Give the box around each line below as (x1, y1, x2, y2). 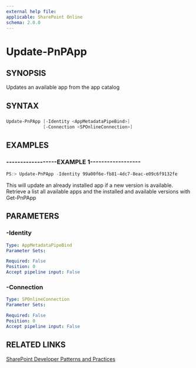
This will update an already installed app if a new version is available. (6, 182, 174, 189)
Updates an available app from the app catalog (6, 83, 119, 91)
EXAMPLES (6, 140, 49, 150)
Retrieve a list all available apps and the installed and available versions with (6, 188, 191, 195)
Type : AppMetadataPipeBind (6, 242, 72, 248)
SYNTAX (6, 101, 39, 111)
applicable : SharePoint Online (6, 14, 83, 20)
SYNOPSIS (6, 68, 46, 78)
